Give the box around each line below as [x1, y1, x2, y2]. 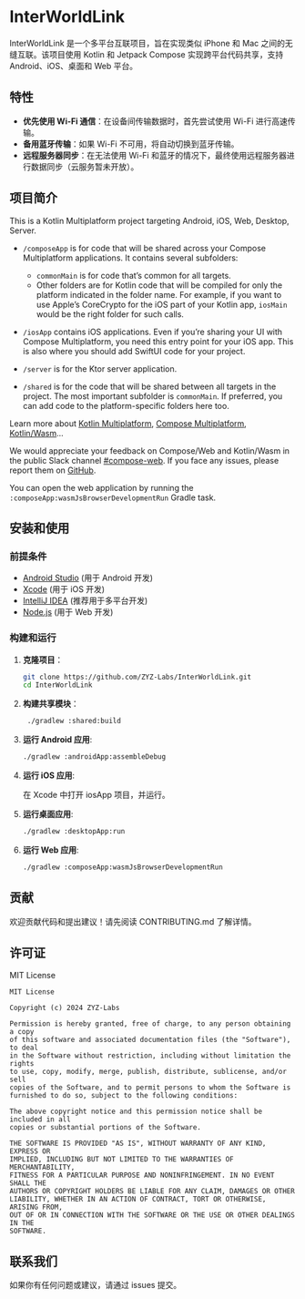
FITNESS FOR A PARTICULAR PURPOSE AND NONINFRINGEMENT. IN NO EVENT [9, 1171, 275, 1181]
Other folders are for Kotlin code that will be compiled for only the [36, 280, 283, 291]
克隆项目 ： [22, 654, 64, 665]
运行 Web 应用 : [22, 844, 79, 855]
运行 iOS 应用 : [22, 770, 76, 781]
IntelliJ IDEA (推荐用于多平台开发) [22, 595, 148, 607]
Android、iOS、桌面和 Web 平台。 [9, 60, 138, 71]
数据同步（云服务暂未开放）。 [30, 161, 139, 172]
